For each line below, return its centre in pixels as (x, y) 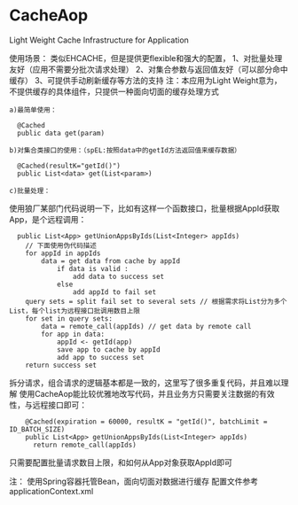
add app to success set (100, 357)
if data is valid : (92, 268)
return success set (61, 365)
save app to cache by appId (109, 350)
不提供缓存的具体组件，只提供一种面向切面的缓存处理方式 (114, 91)
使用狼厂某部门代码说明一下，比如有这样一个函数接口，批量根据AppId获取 (145, 208)
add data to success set (118, 276)
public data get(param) (61, 133)
